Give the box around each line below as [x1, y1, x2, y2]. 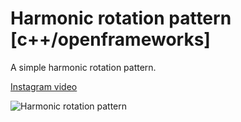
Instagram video [10, 80, 78, 92]
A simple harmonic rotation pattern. [10, 61, 157, 73]
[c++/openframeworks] [10, 28, 211, 51]
